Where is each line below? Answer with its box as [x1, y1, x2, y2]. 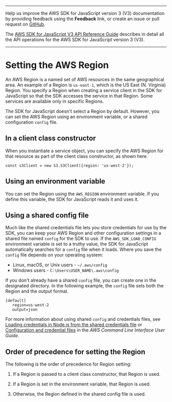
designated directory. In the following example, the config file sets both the [5, 283, 164, 289]
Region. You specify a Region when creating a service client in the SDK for [5, 87, 162, 93]
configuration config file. [5, 119, 58, 125]
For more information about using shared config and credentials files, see [5, 316, 161, 322]
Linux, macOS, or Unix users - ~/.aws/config [12, 262, 107, 268]
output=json [12, 307, 38, 313]
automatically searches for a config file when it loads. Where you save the [5, 246, 162, 252]
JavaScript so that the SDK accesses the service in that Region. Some [5, 93, 153, 99]
